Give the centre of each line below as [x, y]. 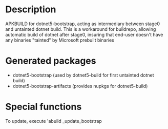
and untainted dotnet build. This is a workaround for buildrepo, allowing [81, 29]
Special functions [44, 107]
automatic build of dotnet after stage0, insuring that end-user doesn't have [84, 34]
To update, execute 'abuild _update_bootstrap [54, 121]
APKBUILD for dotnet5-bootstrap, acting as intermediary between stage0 [83, 24]
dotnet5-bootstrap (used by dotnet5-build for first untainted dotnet [83, 75]
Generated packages [51, 61]
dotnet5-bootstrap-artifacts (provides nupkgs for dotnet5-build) [80, 86]
